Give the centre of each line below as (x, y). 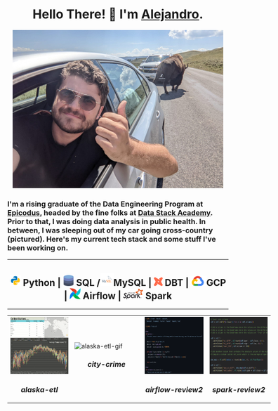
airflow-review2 (174, 389)
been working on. (38, 247)
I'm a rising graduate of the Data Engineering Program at (105, 204)
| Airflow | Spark (118, 295)
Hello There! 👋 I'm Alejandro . (118, 14)
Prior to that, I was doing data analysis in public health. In (106, 221)
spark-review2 (238, 389)
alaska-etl (39, 389)
